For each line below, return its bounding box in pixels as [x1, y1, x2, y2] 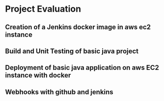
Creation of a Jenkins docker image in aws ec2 [5, 23, 151, 31]
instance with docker [5, 71, 71, 80]
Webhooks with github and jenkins [5, 88, 114, 96]
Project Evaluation [5, 3, 82, 15]
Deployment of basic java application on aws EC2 [5, 63, 160, 72]
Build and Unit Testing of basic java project [5, 47, 139, 55]
